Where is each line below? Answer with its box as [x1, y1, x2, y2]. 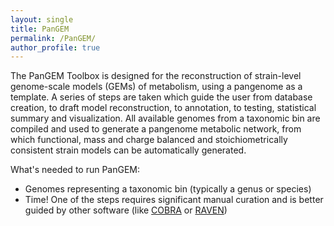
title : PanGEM [10, 24, 70, 34]
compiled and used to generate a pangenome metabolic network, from [10, 123, 302, 135]
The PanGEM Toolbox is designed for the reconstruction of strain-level [10, 70, 302, 82]
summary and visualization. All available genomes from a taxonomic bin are [10, 112, 321, 125]
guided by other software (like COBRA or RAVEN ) [24, 204, 228, 216]
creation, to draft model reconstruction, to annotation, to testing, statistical [10, 102, 317, 114]
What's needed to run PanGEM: [10, 164, 141, 176]
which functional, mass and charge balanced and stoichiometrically [10, 134, 288, 146]
